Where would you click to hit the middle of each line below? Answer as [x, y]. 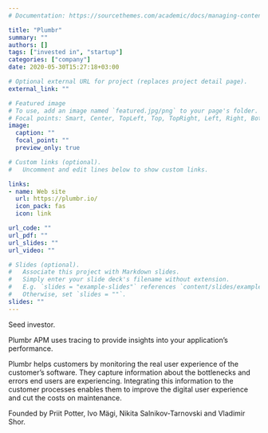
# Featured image [37, 103]
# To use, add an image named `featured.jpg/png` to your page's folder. [134, 111]
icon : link [33, 214]
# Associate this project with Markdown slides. [94, 272]
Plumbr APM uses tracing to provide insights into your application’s [118, 340]
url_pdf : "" [28, 235]
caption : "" [35, 133]
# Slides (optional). [44, 265]
